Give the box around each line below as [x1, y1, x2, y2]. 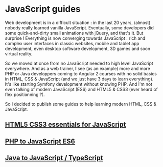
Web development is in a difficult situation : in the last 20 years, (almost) [5, 20, 151, 25]
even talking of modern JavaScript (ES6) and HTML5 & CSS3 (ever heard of [5, 86, 158, 92]
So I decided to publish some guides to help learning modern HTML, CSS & [5, 101, 157, 107]
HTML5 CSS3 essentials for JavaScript [5, 120, 126, 129]
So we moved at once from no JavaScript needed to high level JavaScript [5, 60, 153, 66]
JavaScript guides [5, 3, 81, 15]
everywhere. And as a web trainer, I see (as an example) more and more [5, 65, 150, 72]
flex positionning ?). [5, 92, 45, 97]
